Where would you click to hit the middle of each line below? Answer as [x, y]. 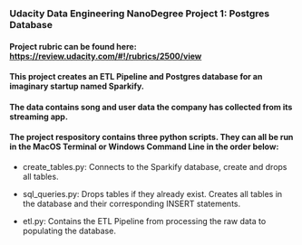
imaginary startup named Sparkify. [77, 86]
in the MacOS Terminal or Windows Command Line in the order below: [144, 146]
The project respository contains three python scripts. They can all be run [151, 137]
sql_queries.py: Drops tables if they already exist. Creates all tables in [152, 193]
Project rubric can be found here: [73, 46]
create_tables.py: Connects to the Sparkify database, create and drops [155, 166]
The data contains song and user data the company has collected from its [151, 107]
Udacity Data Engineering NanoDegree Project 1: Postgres [140, 14]
